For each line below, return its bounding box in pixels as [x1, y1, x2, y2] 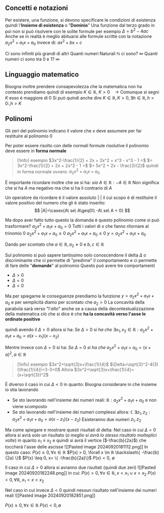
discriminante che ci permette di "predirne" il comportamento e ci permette [5, 257, 157, 263]
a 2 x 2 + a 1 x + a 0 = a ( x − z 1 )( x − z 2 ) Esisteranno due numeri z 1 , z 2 [12, 416, 141, 423]
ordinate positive [5, 316, 41, 322]
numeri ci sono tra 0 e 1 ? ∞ [5, 56, 60, 62]
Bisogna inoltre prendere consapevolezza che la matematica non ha [5, 83, 142, 89]
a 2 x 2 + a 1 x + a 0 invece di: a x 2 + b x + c [5, 39, 82, 46]
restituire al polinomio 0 [5, 133, 53, 139]
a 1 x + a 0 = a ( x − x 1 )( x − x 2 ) [5, 333, 59, 340]
